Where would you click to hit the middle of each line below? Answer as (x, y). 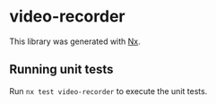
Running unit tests (61, 69)
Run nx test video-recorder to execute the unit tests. (108, 91)
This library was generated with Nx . (75, 41)
